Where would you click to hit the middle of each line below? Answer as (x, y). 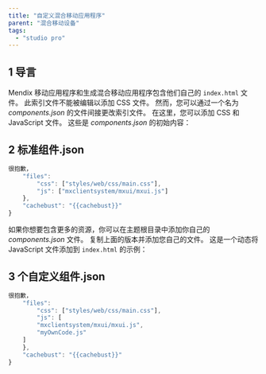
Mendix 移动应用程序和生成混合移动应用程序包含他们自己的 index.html (124, 93)
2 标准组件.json (46, 150)
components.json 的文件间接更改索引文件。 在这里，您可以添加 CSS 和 (124, 113)
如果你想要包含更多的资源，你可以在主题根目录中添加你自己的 (109, 229)
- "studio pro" (40, 38)
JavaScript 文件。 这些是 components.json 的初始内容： (100, 123)
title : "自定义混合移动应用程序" (57, 16)
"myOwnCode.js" (62, 333)
